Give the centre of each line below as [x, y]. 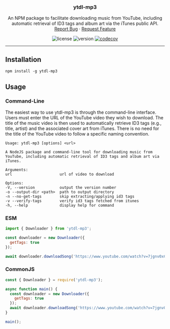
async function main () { [31, 289]
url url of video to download [60, 174]
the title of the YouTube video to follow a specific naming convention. [77, 134]
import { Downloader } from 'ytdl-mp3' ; [49, 229]
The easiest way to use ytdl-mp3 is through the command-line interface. [81, 112]
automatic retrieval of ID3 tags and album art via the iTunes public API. [85, 23]
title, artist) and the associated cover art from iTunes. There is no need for [82, 128]
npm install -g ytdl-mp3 [31, 71]
